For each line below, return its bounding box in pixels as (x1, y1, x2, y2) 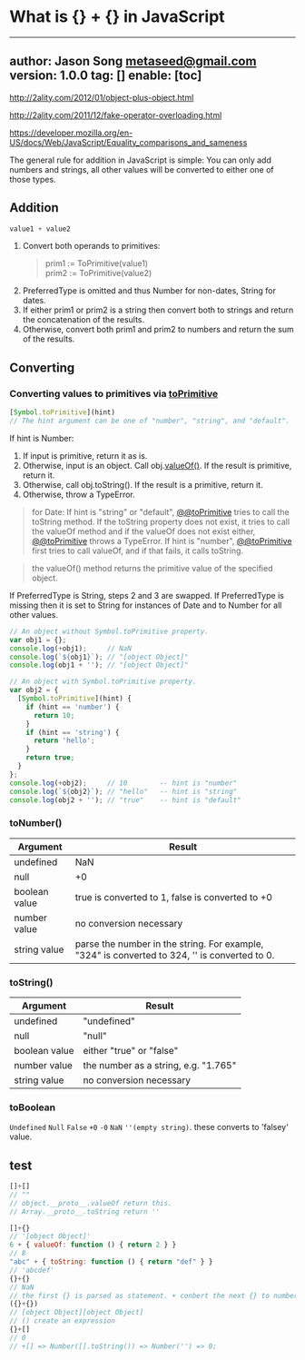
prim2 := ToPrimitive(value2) (44, 268, 152, 279)
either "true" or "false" (83, 1044, 179, 1057)
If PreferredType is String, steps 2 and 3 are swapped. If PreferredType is (9, 590, 284, 601)
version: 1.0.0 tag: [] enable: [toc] (9, 68, 202, 84)
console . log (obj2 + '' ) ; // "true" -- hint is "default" (9, 795, 242, 805)
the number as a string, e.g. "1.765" (83, 1058, 237, 1071)
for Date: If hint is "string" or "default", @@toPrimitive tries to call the (31, 506, 290, 517)
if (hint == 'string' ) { (25, 728, 120, 737)
